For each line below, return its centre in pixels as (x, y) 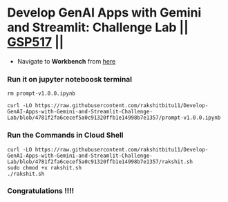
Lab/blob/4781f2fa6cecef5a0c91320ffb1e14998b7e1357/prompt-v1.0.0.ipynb (114, 118)
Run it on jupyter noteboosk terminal (70, 79)
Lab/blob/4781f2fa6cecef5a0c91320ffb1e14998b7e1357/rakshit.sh (100, 162)
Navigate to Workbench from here (66, 61)
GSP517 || (36, 42)
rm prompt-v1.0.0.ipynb (41, 94)
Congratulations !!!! (41, 191)
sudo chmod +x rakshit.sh (44, 167)
